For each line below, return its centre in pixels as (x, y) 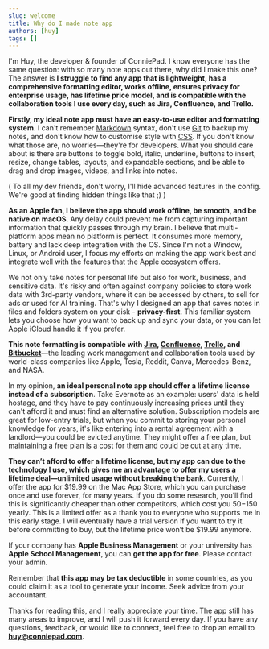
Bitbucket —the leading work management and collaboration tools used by (132, 353)
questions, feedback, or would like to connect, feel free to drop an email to (132, 628)
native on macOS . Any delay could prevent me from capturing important (128, 219)
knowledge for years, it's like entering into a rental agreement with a (121, 428)
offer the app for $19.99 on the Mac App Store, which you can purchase (127, 487)
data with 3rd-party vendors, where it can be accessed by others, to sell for (134, 295)
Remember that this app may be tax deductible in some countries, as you (130, 578)
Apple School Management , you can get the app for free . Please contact (130, 554)
